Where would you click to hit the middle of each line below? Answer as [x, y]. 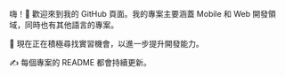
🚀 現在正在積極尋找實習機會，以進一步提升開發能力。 [107, 44]
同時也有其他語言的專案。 [71, 25]
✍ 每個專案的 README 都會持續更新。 [80, 62]
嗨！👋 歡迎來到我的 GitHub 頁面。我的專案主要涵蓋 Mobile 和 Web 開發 [139, 14]
